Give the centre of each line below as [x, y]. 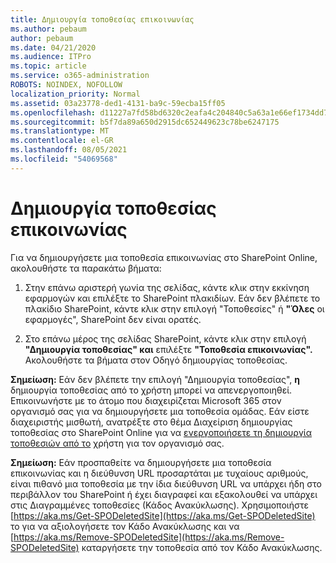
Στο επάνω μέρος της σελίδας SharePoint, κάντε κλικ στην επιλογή [165, 338]
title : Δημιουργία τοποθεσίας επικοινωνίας [102, 19]
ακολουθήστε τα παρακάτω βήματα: [86, 268]
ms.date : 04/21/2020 [53, 47]
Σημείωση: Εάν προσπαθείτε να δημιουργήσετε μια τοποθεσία [141, 462]
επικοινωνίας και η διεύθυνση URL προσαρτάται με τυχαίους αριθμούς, [159, 473]
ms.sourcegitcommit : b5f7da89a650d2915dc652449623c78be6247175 [145, 122]
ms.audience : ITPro [51, 57]
